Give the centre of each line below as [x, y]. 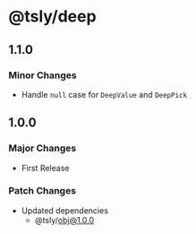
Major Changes [43, 148]
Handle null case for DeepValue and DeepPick [104, 94]
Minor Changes [43, 75]
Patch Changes [43, 191]
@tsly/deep [52, 17]
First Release [45, 168]
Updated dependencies [65, 210]
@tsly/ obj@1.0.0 [64, 220]
